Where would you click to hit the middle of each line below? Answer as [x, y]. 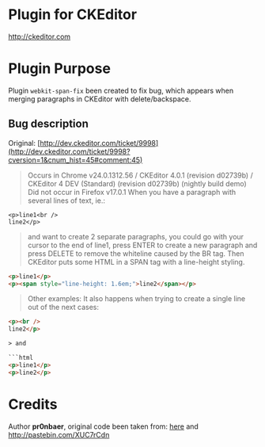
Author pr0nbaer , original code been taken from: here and [104, 426]
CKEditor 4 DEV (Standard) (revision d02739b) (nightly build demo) [137, 183]
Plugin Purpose [59, 69]
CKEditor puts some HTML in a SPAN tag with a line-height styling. [136, 262]
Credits [33, 404]
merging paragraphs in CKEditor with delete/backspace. [100, 99]
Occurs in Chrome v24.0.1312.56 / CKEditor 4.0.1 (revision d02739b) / [140, 175]
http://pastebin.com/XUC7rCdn [59, 434]
